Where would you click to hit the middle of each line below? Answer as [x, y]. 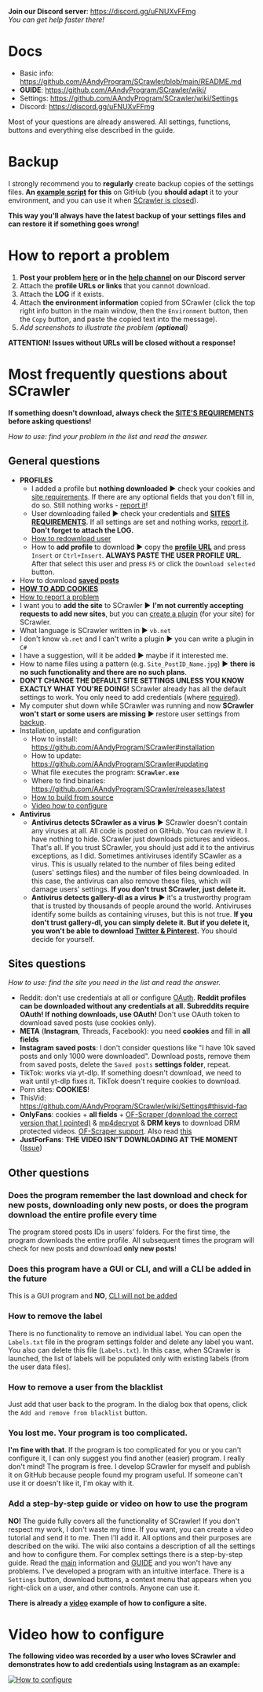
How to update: [56, 755]
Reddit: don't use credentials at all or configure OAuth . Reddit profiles [133, 998]
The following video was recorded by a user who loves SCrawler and [122, 1656]
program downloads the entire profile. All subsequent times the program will [131, 1240]
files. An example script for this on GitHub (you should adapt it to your [124, 192]
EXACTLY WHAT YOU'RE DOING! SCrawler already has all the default [133, 689]
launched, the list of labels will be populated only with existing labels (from [129, 1358]
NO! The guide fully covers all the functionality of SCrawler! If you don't [124, 1521]
